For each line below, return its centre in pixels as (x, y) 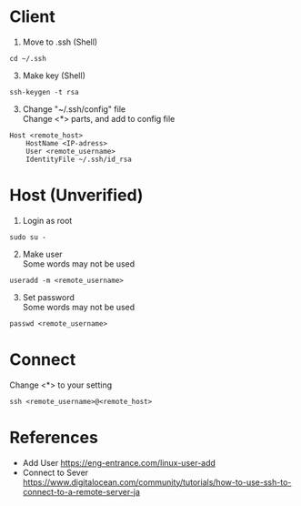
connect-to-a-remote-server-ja (81, 491)
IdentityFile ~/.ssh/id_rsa (79, 159)
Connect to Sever (55, 472)
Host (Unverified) (76, 195)
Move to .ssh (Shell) (60, 42)
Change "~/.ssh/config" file (74, 109)
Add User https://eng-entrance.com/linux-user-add (119, 462)
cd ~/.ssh (28, 58)
